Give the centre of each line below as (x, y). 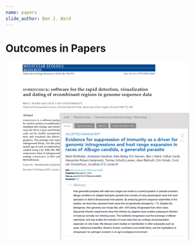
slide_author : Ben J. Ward (38, 18)
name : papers (21, 12)
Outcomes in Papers (56, 48)
